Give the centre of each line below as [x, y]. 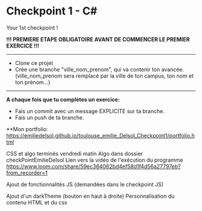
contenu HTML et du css [37, 202]
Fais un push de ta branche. [49, 117]
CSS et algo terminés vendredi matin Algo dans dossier [75, 153]
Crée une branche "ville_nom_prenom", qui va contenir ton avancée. [99, 69]
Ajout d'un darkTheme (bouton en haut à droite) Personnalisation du [90, 196]
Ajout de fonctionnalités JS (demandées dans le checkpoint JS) [85, 184]
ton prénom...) [32, 82]
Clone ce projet [34, 63]
